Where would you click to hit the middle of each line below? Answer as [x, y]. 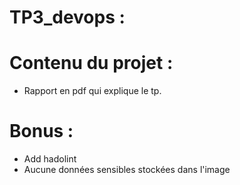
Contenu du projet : [91, 63]
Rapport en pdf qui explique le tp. [92, 91]
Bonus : [41, 131]
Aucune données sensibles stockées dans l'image [127, 170]
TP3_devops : [67, 17]
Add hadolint [50, 159]
